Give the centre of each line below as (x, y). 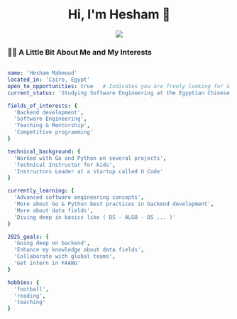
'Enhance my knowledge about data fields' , (79, 250)
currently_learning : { (41, 191)
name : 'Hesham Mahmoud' (43, 73)
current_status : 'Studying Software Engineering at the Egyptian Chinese (119, 93)
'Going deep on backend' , (52, 243)
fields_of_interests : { (43, 106)
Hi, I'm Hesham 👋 (119, 15)
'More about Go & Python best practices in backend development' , (114, 204)
